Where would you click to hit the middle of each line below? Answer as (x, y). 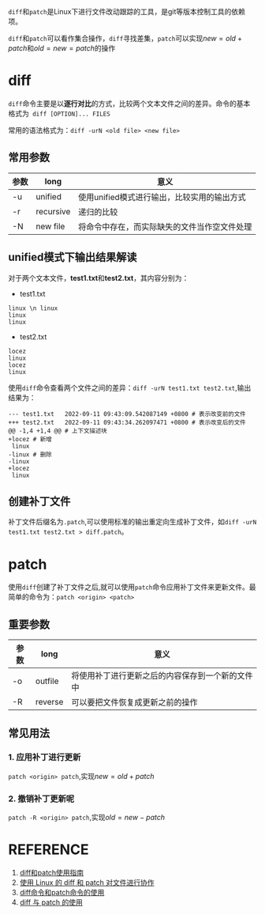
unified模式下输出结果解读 (73, 257)
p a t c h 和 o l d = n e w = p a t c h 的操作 (62, 48)
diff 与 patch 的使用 (51, 902)
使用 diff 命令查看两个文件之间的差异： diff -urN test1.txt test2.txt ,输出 (130, 388)
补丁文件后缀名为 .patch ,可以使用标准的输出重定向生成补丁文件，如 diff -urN (132, 522)
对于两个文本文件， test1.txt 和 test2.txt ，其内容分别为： (99, 278)
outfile (47, 681)
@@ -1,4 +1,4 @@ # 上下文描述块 (58, 431)
